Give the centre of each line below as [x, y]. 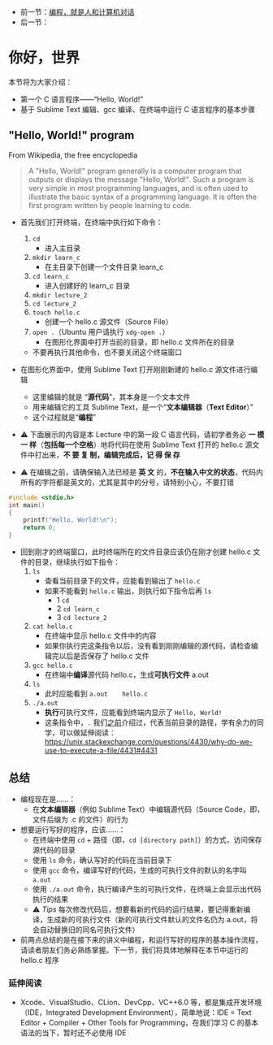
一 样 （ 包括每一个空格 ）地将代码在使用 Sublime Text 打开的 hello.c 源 [136, 444]
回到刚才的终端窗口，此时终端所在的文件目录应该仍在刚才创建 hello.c [136, 552]
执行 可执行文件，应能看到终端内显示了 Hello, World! [133, 712]
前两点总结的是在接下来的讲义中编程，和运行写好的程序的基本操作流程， [141, 939]
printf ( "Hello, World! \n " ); [70, 520]
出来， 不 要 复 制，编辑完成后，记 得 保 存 [111, 454]
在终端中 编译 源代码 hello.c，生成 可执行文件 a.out [127, 674]
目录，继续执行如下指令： [77, 562]
